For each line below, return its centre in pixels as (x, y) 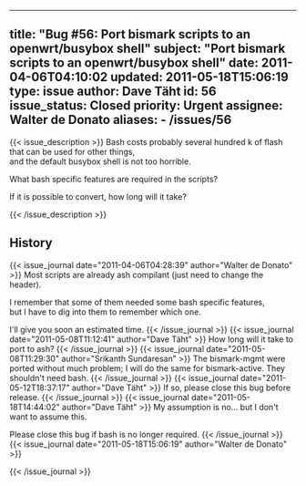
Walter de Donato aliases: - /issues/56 (121, 120)
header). (25, 284)
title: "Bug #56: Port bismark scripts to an (130, 34)
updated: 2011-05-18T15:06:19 (199, 77)
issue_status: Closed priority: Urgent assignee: (146, 106)
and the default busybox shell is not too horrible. (100, 161)
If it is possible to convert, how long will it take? (98, 196)
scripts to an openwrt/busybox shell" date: (134, 63)
